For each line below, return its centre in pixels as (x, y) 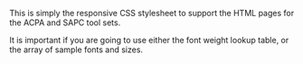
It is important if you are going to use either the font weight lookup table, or (149, 40)
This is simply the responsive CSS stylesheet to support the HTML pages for (152, 13)
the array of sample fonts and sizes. (76, 50)
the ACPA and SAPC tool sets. (65, 23)
